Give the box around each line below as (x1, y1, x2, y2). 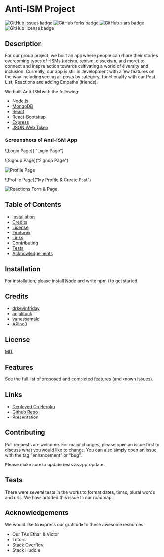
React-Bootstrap (12, 114, 46, 120)
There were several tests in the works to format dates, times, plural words (5, 489, 155, 495)
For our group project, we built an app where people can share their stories (5, 52, 158, 58)
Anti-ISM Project (5, 3, 75, 15)
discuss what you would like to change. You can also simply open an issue (5, 447, 157, 453)
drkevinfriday (12, 305, 40, 311)
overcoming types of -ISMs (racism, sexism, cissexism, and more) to (5, 58, 145, 64)
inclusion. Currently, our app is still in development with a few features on (5, 68, 155, 74)
